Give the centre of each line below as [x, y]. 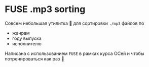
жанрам [21, 33]
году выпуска [27, 38]
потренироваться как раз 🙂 [34, 58]
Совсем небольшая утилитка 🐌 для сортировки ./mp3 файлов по [74, 23]
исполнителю [27, 43]
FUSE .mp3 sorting [45, 9]
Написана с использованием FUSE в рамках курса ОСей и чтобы [74, 53]
